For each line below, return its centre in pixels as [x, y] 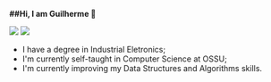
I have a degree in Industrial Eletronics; [94, 49]
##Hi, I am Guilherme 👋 [53, 14]
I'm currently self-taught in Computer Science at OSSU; [125, 59]
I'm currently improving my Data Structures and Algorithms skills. [142, 68]
